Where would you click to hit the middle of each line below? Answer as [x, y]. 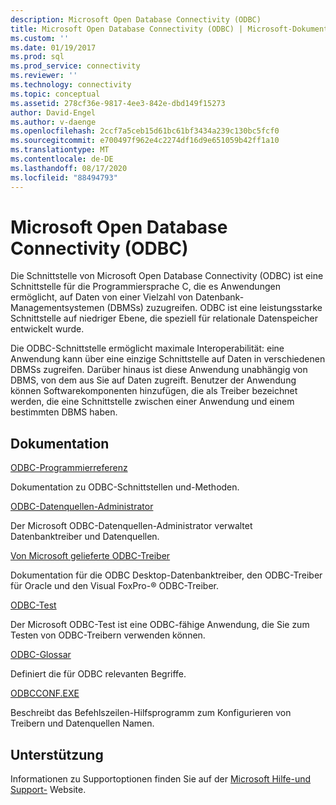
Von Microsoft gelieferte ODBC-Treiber [90, 556]
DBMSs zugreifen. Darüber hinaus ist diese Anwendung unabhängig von [159, 370]
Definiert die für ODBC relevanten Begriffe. [98, 674]
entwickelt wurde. [47, 329]
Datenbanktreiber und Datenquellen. [85, 537]
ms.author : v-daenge [53, 122]
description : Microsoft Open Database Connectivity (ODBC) [136, 19]
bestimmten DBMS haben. [64, 412]
